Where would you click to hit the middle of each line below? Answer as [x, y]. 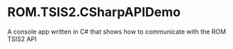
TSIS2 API [22, 38]
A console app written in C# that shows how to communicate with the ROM [117, 31]
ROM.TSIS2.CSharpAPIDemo [94, 12]
